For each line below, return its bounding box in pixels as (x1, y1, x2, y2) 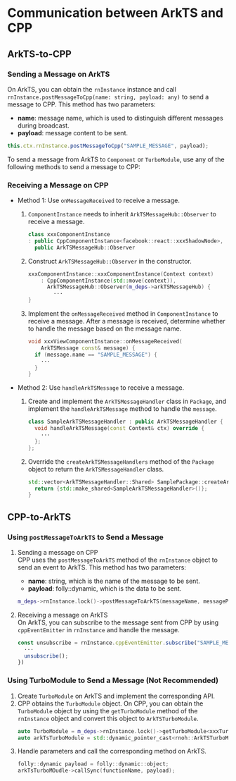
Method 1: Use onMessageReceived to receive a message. (17, 196, 181, 205)
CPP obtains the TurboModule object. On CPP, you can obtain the (17, 699, 204, 708)
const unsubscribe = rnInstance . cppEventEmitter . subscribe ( (17, 639, 197, 646)
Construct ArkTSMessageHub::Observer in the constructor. (27, 257, 192, 265)
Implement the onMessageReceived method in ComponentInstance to (27, 309, 218, 318)
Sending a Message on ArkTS (7, 69, 110, 79)
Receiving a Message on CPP (7, 180, 109, 190)
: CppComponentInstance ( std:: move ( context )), (41, 277, 177, 284)
